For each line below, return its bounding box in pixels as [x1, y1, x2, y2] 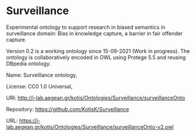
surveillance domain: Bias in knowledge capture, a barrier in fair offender [6, 29, 183, 37]
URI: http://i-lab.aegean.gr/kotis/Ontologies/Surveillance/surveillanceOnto [6, 94, 185, 101]
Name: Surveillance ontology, [6, 71, 78, 78]
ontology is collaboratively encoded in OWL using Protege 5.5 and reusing [6, 54, 186, 61]
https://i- [19, 117, 41, 124]
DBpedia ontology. [6, 60, 51, 67]
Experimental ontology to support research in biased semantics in [6, 24, 166, 31]
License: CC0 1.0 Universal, [6, 82, 73, 89]
